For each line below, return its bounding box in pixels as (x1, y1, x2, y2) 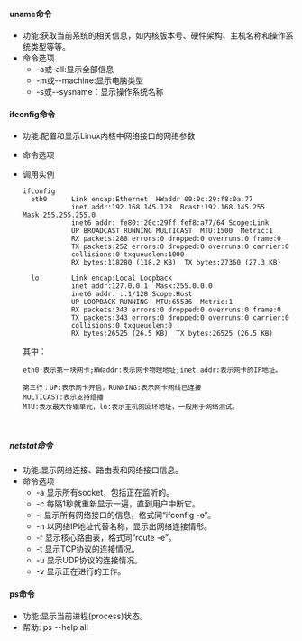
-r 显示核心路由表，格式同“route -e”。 (35, 533, 178, 543)
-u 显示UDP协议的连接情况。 (35, 555, 142, 566)
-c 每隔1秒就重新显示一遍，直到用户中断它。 (35, 498, 200, 509)
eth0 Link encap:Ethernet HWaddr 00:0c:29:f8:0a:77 (31, 195, 253, 204)
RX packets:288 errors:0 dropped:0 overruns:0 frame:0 (70, 235, 281, 244)
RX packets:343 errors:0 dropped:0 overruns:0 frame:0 (70, 305, 281, 315)
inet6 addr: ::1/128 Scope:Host (70, 290, 193, 299)
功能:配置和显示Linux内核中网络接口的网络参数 (22, 131, 196, 142)
